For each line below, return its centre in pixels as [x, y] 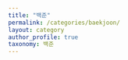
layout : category [36, 30]
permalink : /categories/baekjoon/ [64, 23]
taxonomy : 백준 [31, 44]
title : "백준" [29, 15]
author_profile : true [43, 37]
